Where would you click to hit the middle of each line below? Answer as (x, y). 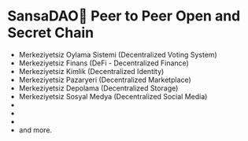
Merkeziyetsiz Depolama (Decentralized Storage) (98, 88)
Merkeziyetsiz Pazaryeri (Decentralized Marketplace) (105, 80)
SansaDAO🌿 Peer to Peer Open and (124, 16)
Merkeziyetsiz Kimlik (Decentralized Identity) (91, 71)
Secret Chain (51, 33)
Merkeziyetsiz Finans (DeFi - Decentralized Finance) (104, 63)
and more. (35, 130)
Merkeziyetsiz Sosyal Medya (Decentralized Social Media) (113, 96)
